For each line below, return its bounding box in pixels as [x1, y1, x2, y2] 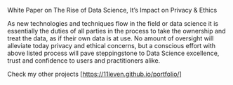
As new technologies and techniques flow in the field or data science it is [7, 20, 219, 27]
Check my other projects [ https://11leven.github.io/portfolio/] [7, 70, 182, 78]
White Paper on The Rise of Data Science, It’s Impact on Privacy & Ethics [7, 6, 218, 14]
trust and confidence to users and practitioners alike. [7, 56, 161, 65]
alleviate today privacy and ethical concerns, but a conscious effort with [7, 42, 216, 49]
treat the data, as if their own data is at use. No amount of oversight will [7, 34, 214, 42]
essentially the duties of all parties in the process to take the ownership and [7, 27, 226, 35]
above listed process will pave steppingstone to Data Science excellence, [7, 49, 220, 57]
